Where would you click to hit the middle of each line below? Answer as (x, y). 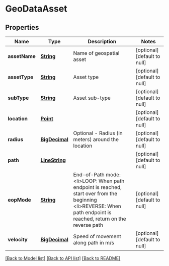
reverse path (88, 225)
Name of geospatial (96, 53)
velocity (18, 240)
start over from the (95, 193)
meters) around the (96, 139)
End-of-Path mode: (97, 175)
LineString (53, 160)
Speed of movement (97, 236)
